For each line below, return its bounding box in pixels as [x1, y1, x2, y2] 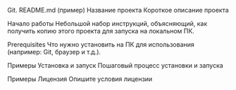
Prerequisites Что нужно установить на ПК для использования [7, 40, 195, 48]
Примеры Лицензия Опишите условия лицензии [7, 75, 153, 83]
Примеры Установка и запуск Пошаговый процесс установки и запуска [7, 61, 223, 69]
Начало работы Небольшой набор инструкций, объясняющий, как [7, 20, 208, 27]
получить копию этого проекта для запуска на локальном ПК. [7, 27, 195, 35]
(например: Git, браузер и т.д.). [7, 48, 101, 56]
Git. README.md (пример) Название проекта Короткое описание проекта [7, 6, 229, 14]
